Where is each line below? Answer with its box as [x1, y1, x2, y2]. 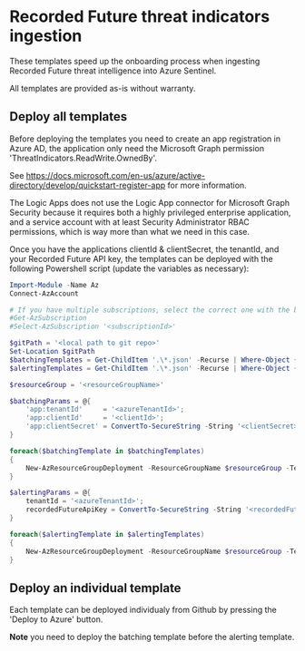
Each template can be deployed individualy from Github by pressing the [9, 605, 277, 616]
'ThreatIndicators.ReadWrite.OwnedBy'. [9, 152, 157, 163]
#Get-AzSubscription [9, 314, 88, 323]
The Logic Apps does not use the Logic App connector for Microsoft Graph [9, 197, 290, 208]
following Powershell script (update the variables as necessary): [9, 263, 250, 274]
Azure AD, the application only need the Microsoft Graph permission [9, 142, 265, 153]
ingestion [9, 25, 83, 46]
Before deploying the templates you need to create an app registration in [9, 133, 281, 144]
